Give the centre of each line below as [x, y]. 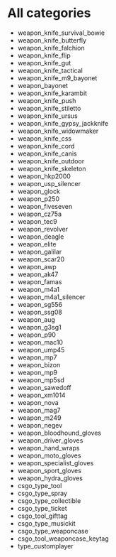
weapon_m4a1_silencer [51, 297]
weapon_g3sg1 [39, 327]
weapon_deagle [41, 237]
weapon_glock [39, 191]
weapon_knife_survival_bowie [61, 33]
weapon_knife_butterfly [52, 40]
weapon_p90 [37, 335]
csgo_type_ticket [42, 508]
